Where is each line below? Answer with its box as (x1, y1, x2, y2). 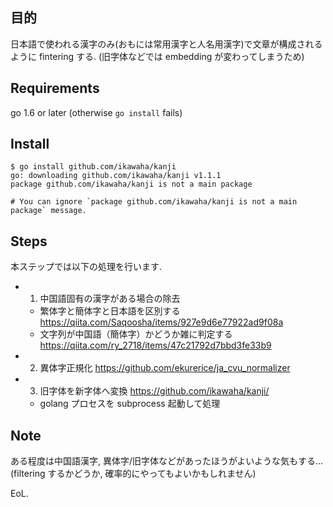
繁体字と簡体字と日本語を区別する (39, 305, 181, 317)
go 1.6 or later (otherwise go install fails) (10, 106, 183, 118)
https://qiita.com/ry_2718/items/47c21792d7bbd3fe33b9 (39, 339, 272, 352)
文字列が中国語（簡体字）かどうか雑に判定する (39, 328, 233, 340)
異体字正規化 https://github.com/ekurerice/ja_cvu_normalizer (39, 362, 291, 374)
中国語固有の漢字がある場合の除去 (39, 293, 181, 305)
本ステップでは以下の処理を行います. (10, 261, 163, 273)
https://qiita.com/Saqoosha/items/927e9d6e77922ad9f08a (39, 316, 284, 328)
